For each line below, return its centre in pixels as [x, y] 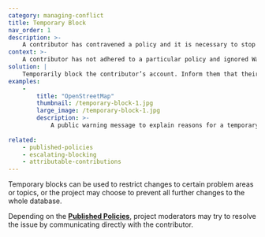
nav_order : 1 [30, 30]
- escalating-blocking [60, 154]
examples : [24, 81]
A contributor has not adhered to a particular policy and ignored [135, 60]
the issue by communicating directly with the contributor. [101, 224]
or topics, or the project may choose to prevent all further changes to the [127, 193]
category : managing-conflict [56, 15]
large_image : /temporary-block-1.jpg [98, 111]
